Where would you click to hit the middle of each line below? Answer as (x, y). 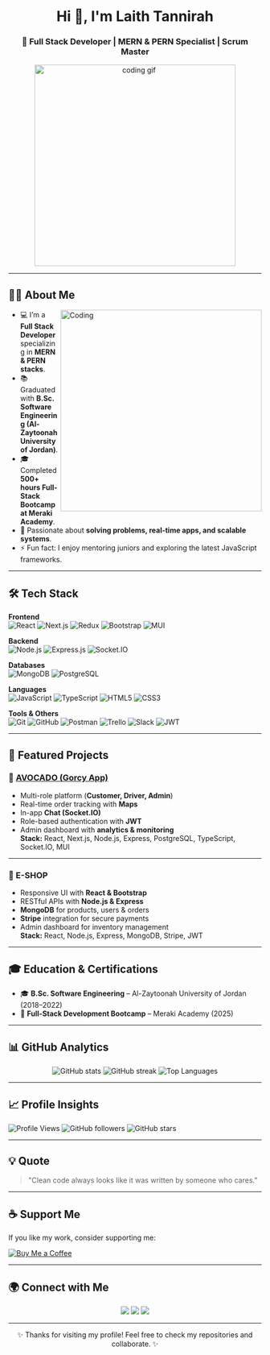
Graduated (38, 390)
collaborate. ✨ (135, 1344)
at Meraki (36, 513)
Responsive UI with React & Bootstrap (83, 893)
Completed (38, 470)
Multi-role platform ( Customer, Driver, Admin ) (96, 795)
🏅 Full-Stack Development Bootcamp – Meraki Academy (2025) (127, 1013)
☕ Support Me (44, 1214)
